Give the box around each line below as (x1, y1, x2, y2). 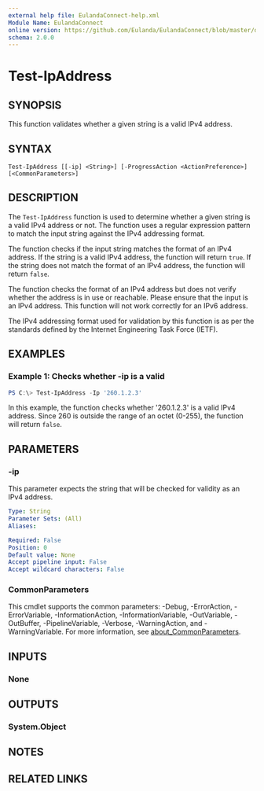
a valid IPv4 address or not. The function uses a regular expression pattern (8, 220, 251, 230)
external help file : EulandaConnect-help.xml (8, 11, 159, 20)
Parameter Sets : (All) (8, 515, 82, 523)
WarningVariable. (8, 627, 64, 637)
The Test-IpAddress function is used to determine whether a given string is (8, 212, 251, 221)
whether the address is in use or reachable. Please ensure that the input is (8, 292, 249, 302)
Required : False (8, 536, 61, 544)
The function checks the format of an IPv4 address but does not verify (8, 284, 237, 293)
